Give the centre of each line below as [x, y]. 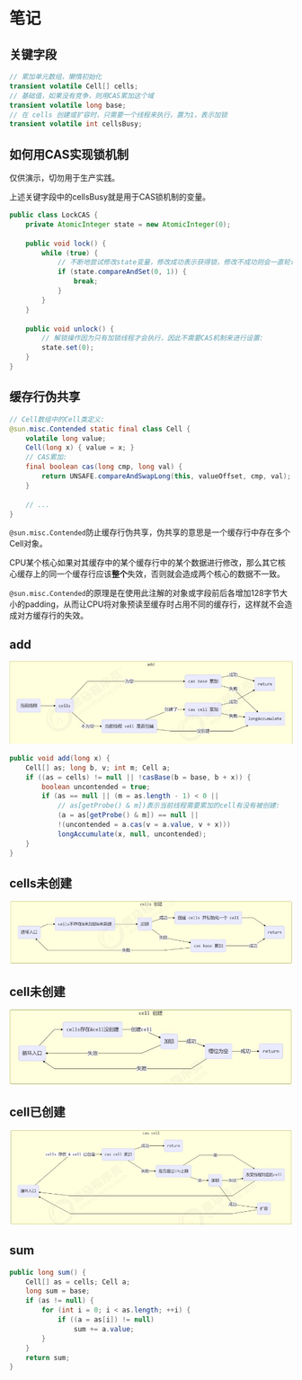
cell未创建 [37, 991]
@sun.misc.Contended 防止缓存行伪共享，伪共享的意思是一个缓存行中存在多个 [150, 532]
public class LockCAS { [54, 215]
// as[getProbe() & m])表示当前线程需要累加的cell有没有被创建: [169, 806]
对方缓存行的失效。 [52, 616]
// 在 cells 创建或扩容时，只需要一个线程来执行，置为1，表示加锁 [118, 115]
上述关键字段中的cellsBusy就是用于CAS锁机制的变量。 [110, 197]
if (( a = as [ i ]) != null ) [106, 1320]
